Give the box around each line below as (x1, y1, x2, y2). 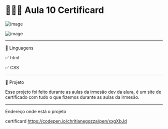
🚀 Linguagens (5, 45, 33, 51)
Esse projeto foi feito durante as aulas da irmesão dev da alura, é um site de (5, 89, 161, 95)
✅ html (5, 54, 19, 60)
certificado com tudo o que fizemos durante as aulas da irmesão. (5, 94, 140, 100)
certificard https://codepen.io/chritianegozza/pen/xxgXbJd (5, 118, 127, 124)
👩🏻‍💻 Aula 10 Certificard (5, 4, 104, 16)
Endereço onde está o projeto (5, 108, 66, 114)
